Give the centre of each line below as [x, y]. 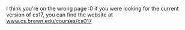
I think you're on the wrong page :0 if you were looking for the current [92, 9]
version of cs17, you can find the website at [59, 15]
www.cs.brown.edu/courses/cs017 [49, 21]
